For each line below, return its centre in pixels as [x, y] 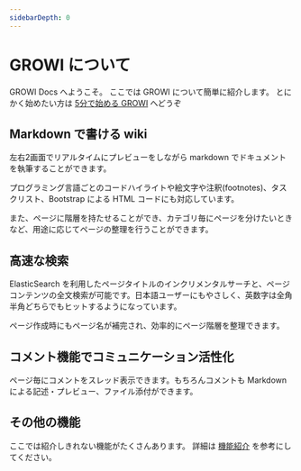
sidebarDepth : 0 [40, 18]
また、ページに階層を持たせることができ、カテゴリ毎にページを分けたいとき [151, 218]
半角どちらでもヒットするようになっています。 [96, 306]
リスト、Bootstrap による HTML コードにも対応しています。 [128, 199]
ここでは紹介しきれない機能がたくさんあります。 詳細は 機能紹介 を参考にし [150, 446]
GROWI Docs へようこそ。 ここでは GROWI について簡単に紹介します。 [142, 92]
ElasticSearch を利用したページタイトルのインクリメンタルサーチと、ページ [150, 284]
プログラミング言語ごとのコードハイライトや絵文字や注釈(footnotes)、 [141, 188]
